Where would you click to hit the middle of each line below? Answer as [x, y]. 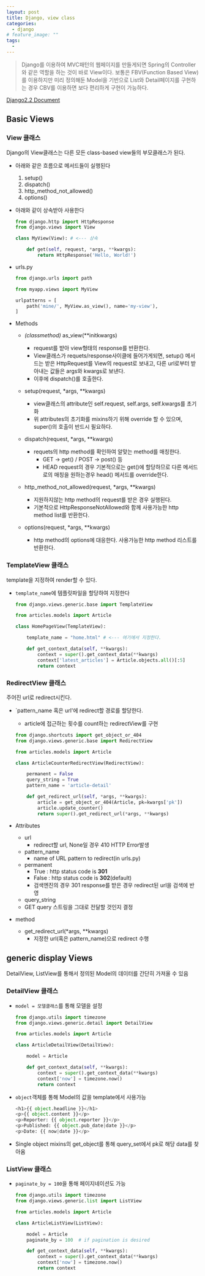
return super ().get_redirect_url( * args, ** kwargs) [103, 814]
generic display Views [50, 958]
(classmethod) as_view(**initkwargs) [71, 335]
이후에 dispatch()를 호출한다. [69, 379]
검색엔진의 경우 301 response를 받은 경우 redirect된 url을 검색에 [111, 885]
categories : [21, 23]
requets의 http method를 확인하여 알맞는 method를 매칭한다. [107, 452]
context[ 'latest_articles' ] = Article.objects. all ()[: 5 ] [111, 660]
